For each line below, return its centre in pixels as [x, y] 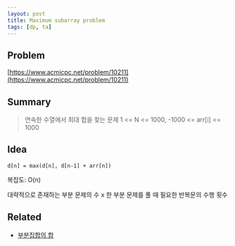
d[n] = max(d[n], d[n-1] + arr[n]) [59, 166]
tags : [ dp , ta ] [30, 27]
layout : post [26, 14]
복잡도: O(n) [24, 179]
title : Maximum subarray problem [56, 20]
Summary [29, 102]
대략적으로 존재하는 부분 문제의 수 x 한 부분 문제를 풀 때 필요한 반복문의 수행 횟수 [118, 195]
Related [25, 218]
